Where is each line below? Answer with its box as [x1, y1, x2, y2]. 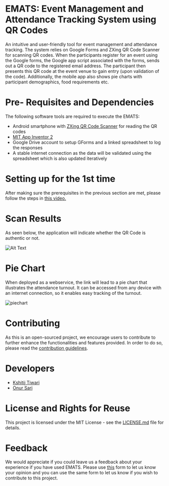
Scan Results [5, 213, 62, 224]
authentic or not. [5, 235, 40, 241]
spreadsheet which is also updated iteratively [12, 155, 107, 161]
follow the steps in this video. [5, 195, 66, 201]
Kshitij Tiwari [12, 379, 40, 385]
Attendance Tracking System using [5, 14, 157, 25]
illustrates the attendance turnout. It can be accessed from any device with [5, 284, 162, 291]
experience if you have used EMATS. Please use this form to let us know [5, 464, 156, 470]
